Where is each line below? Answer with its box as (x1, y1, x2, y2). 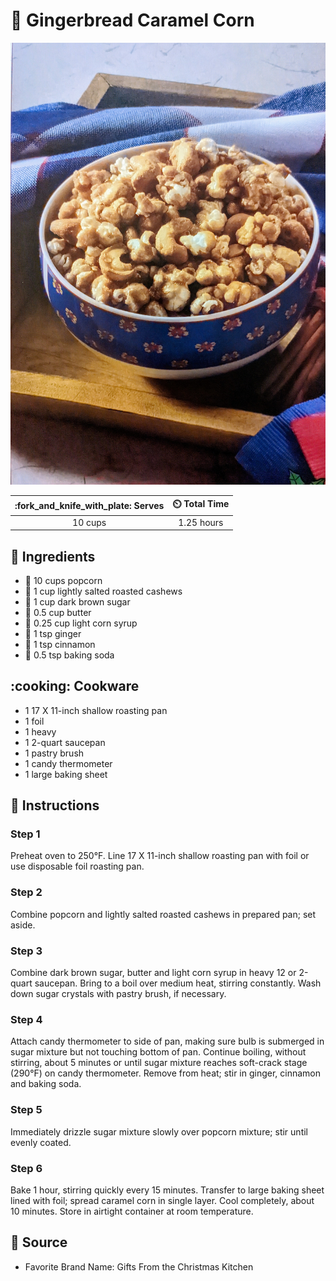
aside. (10, 919, 36, 931)
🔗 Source (10, 1234, 68, 1251)
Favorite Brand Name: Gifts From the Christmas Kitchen (24, 1260, 254, 1273)
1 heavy (24, 725, 57, 738)
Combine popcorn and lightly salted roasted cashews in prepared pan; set (10, 908, 317, 920)
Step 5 (10, 1103, 43, 1117)
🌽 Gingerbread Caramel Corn (10, 9, 255, 32)
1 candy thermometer (24, 757, 113, 769)
